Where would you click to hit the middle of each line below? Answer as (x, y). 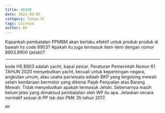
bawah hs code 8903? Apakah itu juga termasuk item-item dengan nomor (80, 47)
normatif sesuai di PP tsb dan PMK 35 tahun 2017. (55, 98)
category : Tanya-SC (25, 19)
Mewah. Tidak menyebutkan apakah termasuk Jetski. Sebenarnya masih (79, 87)
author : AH (16, 28)
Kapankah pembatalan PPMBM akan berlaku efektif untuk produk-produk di (82, 42)
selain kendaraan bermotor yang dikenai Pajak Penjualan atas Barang (75, 82)
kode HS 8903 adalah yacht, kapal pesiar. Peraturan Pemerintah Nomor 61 (80, 66)
